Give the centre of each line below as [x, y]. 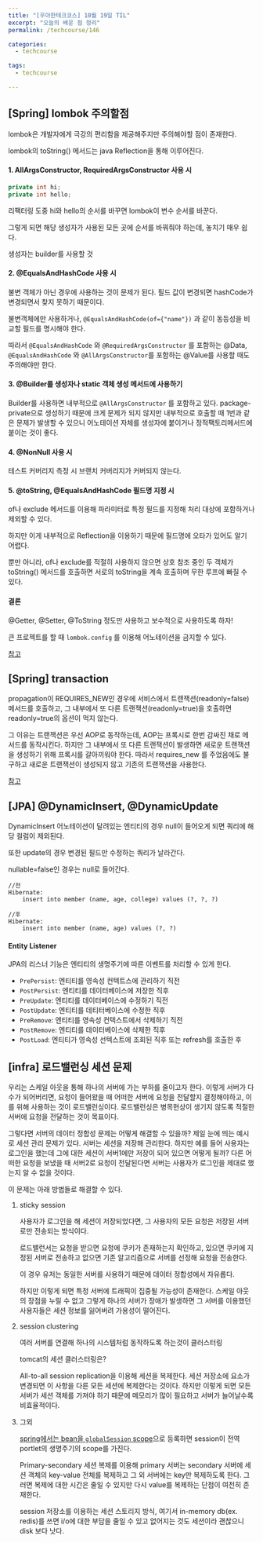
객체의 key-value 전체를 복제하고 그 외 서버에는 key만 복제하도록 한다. [135, 1475]
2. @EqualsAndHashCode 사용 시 [62, 273]
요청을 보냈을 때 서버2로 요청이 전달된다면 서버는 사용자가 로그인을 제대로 [134, 1163]
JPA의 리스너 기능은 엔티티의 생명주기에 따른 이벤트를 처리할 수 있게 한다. [120, 964]
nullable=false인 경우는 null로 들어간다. [69, 869]
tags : [17, 66]
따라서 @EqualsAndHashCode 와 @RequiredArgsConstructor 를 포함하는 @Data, [128, 345]
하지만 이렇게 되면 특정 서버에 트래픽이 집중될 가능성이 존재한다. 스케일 [127, 1291]
